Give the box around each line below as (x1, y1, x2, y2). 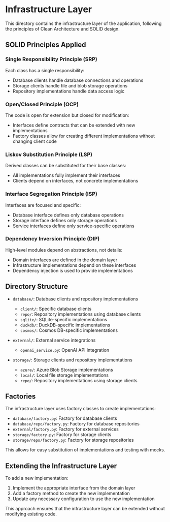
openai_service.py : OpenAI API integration (20, 347, 110, 353)
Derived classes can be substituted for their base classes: (5, 163, 126, 169)
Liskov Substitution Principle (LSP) (5, 151, 93, 158)
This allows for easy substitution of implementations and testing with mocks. (5, 447, 165, 453)
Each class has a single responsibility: (5, 67, 85, 73)
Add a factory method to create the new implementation (12, 490, 130, 497)
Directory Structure (5, 282, 69, 291)
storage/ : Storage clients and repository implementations (12, 357, 133, 363)
